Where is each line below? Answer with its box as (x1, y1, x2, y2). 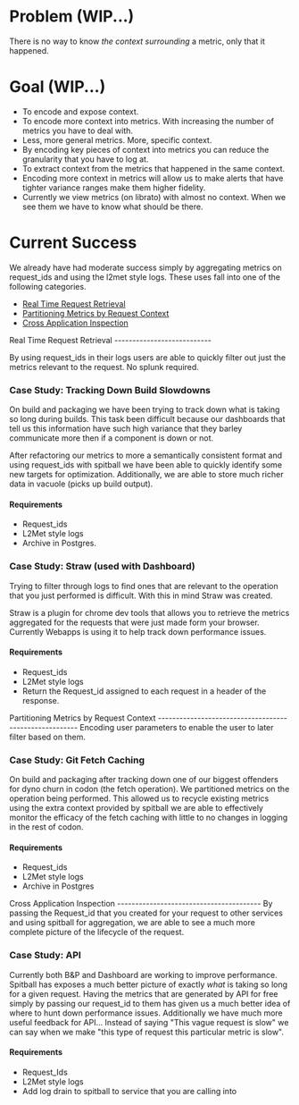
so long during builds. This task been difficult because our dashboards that (9, 414, 286, 425)
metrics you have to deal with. (21, 125, 134, 136)
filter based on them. (9, 731, 87, 742)
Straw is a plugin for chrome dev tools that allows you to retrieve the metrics (9, 607, 290, 618)
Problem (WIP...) (9, 6, 135, 27)
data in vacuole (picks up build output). (9, 478, 154, 489)
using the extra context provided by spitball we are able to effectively (9, 803, 263, 814)
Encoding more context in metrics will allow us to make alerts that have (21, 173, 284, 183)
